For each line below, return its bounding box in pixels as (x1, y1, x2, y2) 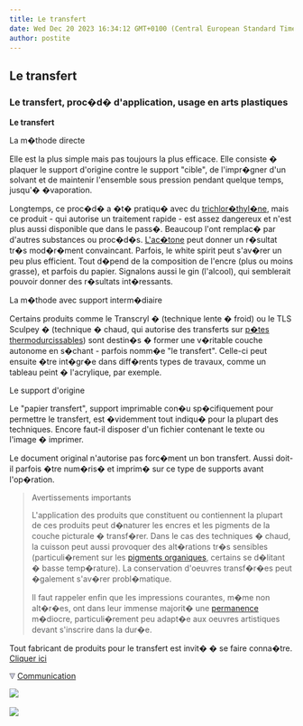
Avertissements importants (31, 492, 132, 503)
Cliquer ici (9, 653, 48, 664)
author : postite (9, 33, 70, 42)
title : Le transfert (9, 14, 87, 23)
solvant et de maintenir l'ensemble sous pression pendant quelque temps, (9, 174, 284, 185)
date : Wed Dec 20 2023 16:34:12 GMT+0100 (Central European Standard (9, 23, 277, 33)
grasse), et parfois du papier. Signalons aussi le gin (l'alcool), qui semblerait (9, 266, 291, 277)
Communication (16, 671, 77, 682)
